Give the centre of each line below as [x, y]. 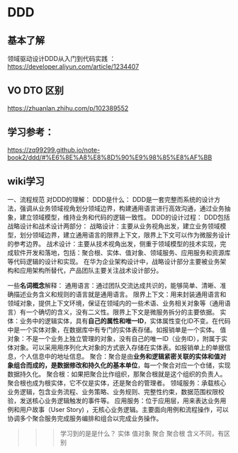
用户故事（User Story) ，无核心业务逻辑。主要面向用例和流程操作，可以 [124, 410]
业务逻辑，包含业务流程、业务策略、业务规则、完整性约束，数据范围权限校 [116, 392]
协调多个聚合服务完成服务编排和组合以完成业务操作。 [85, 418]
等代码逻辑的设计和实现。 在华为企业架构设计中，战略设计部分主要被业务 [114, 262]
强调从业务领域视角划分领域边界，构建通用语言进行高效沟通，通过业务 [122, 208]
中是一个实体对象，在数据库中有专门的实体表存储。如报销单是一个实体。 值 [117, 330]
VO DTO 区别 [35, 90]
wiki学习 [26, 181]
